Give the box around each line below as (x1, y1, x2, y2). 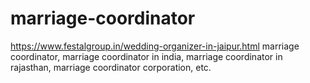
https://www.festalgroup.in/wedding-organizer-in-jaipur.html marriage (10, 40, 300, 52)
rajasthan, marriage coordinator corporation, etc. (10, 61, 212, 73)
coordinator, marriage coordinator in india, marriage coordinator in (10, 50, 283, 62)
